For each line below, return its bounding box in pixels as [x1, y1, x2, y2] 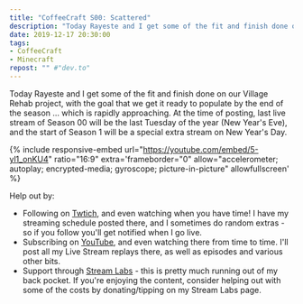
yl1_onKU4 [9, 153, 49, 164]
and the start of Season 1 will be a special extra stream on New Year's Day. [9, 126, 288, 137]
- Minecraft [9, 55, 54, 64]
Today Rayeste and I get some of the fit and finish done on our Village [9, 88, 269, 99]
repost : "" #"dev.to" [9, 64, 91, 73]
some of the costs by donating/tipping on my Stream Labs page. [22, 284, 262, 295]
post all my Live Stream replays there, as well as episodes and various [22, 245, 283, 257]
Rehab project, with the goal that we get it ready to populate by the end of [9, 97, 284, 108]
